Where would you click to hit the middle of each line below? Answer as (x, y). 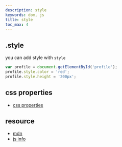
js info (19, 139)
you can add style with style (35, 58)
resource (20, 121)
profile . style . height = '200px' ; (41, 77)
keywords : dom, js (25, 15)
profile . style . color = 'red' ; (38, 72)
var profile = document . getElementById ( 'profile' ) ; (61, 67)
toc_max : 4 (17, 24)
